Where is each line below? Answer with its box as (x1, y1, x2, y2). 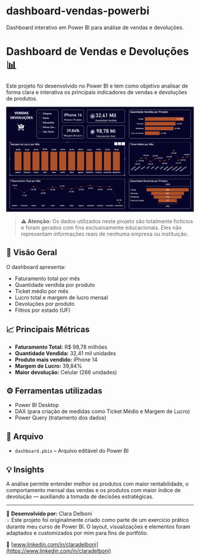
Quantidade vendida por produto (14, 281, 95, 288)
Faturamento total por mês (14, 275, 80, 282)
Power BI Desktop (14, 402, 59, 409)
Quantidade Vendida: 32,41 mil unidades (14, 349, 116, 356)
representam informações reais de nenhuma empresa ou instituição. (20, 230, 189, 237)
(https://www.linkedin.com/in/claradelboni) (6, 547, 111, 554)
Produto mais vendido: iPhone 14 (14, 356, 98, 363)
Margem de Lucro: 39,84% (14, 362, 82, 370)
